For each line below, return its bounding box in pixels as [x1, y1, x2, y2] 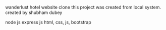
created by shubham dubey [5, 9, 63, 15]
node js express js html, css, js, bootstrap [5, 19, 92, 25]
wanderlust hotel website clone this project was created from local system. [5, 4, 161, 10]
